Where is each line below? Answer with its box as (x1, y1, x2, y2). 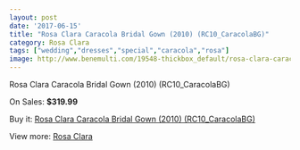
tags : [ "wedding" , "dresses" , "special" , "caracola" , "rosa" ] (9, 46, 229, 55)
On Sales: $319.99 (9, 96, 79, 107)
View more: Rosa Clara (9, 131, 94, 141)
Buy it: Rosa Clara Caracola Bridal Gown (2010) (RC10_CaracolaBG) (9, 113, 256, 124)
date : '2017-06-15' (9, 21, 82, 30)
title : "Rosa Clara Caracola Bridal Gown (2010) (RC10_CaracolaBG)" (9, 29, 270, 38)
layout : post (9, 12, 58, 22)
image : (9, 54, 34, 63)
